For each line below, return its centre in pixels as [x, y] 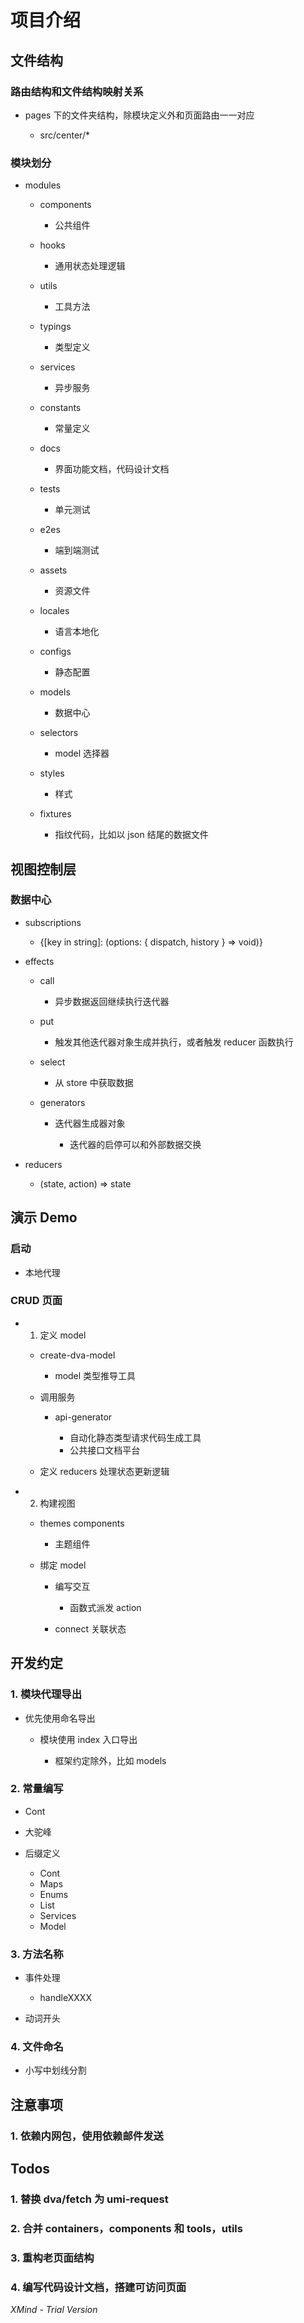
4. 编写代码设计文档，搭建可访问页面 [98, 2287]
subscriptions [53, 922]
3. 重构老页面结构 [52, 2258]
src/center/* [64, 135]
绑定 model [63, 1565]
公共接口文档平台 [105, 1450]
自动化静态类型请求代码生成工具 [135, 1437]
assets [53, 570]
